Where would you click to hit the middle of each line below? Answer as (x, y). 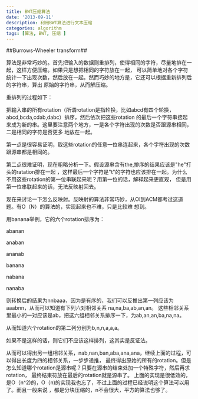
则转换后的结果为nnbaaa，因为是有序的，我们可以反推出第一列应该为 (90, 301)
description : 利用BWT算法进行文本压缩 (49, 22)
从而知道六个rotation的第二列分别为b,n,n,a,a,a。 (64, 328)
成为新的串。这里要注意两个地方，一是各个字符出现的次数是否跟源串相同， (101, 125)
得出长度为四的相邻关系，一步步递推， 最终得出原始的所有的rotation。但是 (101, 361)
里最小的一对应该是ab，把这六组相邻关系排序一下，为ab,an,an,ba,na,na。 (95, 315)
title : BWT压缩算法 (28, 12)
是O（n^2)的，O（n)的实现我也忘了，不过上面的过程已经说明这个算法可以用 (98, 382)
